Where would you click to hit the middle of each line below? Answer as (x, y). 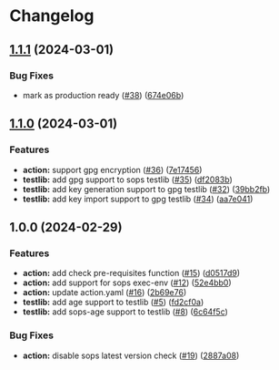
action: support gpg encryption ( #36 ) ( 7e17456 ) (112, 170)
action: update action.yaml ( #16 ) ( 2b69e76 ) (105, 293)
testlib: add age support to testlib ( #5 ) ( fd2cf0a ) (113, 303)
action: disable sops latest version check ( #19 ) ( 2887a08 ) (131, 355)
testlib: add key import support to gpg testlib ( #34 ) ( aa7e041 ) (138, 199)
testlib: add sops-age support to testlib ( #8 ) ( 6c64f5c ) (125, 312)
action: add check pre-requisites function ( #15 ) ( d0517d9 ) (131, 273)
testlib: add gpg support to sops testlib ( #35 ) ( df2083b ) (128, 180)
